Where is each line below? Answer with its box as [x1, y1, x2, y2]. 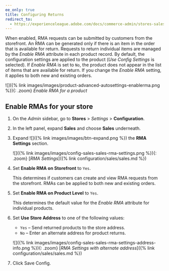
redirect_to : [5, 17, 33, 22]
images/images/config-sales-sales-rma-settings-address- [34, 240, 156, 246]
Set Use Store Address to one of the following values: [12, 215, 125, 221]
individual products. [12, 205, 54, 211]
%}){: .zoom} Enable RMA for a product [5, 87, 88, 94]
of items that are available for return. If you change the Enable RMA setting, [5, 67, 162, 73]
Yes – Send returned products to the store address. [20, 225, 126, 231]
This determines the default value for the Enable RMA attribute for [12, 200, 149, 206]
